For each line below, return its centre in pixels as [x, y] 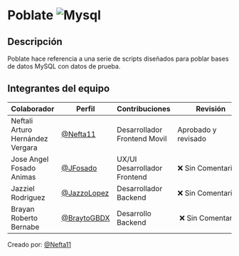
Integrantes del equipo [59, 89]
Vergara [24, 148]
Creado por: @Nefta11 [39, 244]
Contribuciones [144, 108]
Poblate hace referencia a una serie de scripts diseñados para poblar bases [118, 58]
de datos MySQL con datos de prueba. [64, 66]
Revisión [211, 108]
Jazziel [23, 188]
